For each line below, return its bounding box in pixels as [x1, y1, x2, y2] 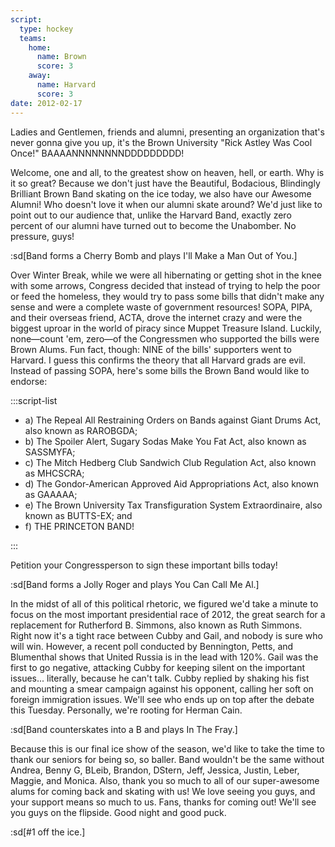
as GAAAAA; [24, 488, 78, 500]
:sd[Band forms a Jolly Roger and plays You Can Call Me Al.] [10, 578, 260, 590]
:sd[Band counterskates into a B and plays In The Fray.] [10, 723, 238, 735]
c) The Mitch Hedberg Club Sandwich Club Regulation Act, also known [24, 456, 317, 468]
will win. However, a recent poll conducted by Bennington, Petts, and [10, 640, 294, 652]
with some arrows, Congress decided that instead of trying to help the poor [10, 279, 321, 291]
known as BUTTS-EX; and [24, 509, 133, 521]
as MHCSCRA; [24, 467, 85, 479]
